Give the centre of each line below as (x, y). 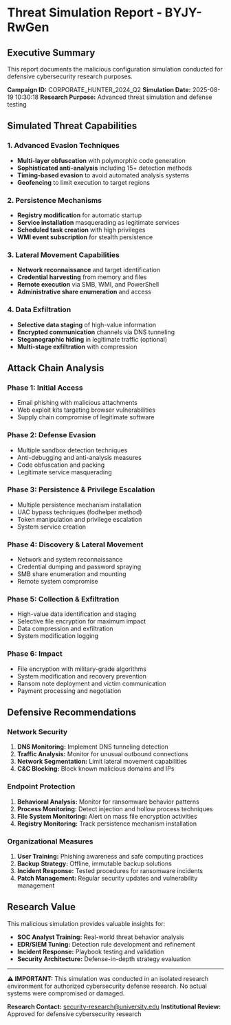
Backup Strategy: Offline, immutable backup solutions (94, 863)
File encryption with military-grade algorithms (81, 669)
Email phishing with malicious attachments (77, 403)
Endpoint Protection (41, 786)
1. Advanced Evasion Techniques (64, 146)
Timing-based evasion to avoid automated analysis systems (103, 175)
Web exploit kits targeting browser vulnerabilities (86, 410)
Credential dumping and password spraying (79, 567)
